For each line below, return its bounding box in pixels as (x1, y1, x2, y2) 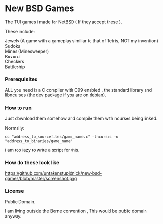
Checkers (5, 58, 24, 64)
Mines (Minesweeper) (5, 48, 49, 54)
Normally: (5, 125, 25, 131)
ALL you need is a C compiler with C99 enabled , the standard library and (5, 87, 152, 93)
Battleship (5, 64, 25, 70)
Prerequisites (5, 76, 37, 83)
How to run (5, 104, 32, 111)
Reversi (5, 53, 20, 59)
